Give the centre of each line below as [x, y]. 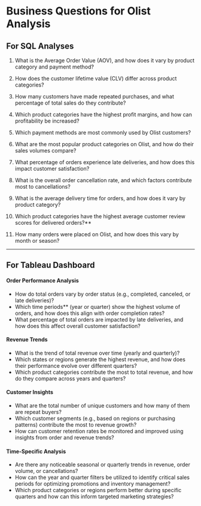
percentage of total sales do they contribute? [70, 103]
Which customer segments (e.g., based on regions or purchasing [95, 418]
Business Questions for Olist [79, 11]
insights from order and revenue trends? [65, 437]
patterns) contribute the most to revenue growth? [76, 425]
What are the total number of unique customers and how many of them [102, 406]
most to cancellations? [42, 187]
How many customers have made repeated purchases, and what [95, 96]
